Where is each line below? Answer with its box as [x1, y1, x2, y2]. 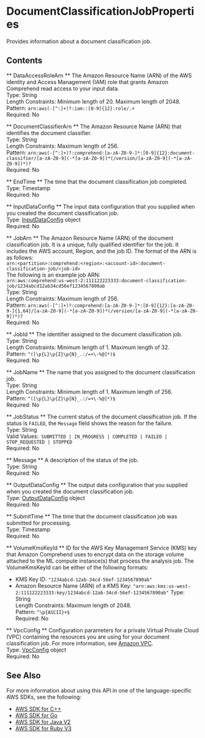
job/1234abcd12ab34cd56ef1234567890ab [6, 283, 105, 289]
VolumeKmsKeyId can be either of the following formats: [6, 563, 149, 571]
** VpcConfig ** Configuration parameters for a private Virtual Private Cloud [6, 626, 199, 634]
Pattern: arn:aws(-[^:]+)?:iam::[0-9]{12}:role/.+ [6, 104, 135, 112]
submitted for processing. [6, 519, 72, 526]
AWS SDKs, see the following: [6, 693, 81, 701]
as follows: [6, 253, 34, 261]
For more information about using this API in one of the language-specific [6, 686, 192, 694]
